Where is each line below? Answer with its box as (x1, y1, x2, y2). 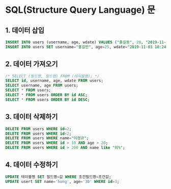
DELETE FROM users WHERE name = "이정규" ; (5, 136, 89, 141)
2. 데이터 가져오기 (5, 60, 58, 69)
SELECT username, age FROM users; (5, 83, 79, 88)
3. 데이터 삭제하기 (5, 112, 58, 121)
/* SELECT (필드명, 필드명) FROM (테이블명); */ (5, 74, 100, 79)
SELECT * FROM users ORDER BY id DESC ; (5, 97, 90, 102)
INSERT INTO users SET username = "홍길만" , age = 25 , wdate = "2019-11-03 (5, 44, 153, 49)
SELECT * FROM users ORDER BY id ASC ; (5, 92, 88, 98)
